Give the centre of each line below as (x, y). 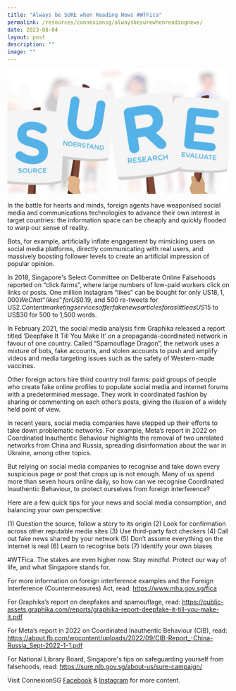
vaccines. (21, 365)
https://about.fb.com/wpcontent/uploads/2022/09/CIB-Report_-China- (110, 638)
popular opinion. (31, 263)
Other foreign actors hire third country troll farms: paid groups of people (112, 379)
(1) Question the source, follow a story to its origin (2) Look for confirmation (117, 524)
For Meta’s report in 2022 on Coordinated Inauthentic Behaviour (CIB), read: (117, 630)
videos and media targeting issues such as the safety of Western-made (111, 358)
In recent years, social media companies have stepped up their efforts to (113, 423)
